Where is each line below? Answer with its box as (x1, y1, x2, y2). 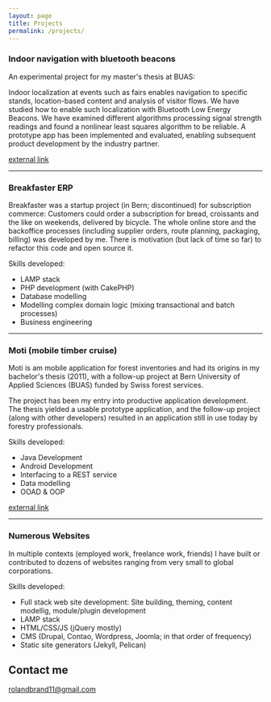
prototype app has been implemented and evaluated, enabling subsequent (8, 130, 256, 139)
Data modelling (19, 479, 71, 488)
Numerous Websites (8, 530, 90, 542)
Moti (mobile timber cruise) (8, 344, 118, 355)
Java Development (19, 453, 83, 463)
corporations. (8, 566, 54, 575)
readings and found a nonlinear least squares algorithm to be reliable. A (8, 122, 246, 131)
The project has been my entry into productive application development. (8, 396, 248, 405)
